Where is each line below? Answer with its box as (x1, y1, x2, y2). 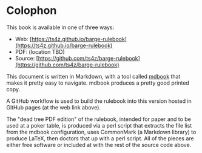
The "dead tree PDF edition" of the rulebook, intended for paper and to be (6, 116, 191, 123)
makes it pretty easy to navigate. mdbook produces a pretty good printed (6, 79, 189, 86)
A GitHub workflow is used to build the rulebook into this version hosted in (6, 97, 192, 105)
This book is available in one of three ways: (6, 24, 115, 31)
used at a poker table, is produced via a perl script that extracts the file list (6, 122, 192, 129)
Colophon (6, 4, 57, 18)
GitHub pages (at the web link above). (6, 103, 101, 111)
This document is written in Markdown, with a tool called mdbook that (6, 73, 181, 80)
